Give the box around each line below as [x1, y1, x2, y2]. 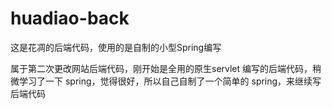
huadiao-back [10, 7, 130, 30]
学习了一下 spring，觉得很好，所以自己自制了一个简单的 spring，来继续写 [18, 75, 322, 87]
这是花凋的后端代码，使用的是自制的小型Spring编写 [10, 41, 222, 53]
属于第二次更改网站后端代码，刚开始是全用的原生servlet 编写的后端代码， [10, 62, 313, 74]
